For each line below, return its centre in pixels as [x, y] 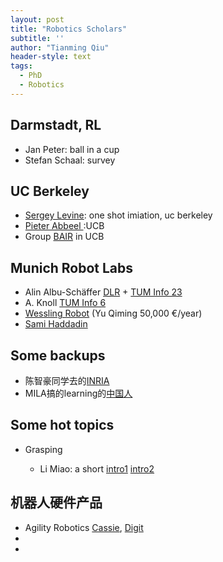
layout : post [37, 19]
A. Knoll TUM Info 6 [65, 303]
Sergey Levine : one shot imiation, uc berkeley [118, 215]
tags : [21, 66]
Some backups [58, 355]
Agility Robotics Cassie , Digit [84, 527]
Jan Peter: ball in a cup [72, 149]
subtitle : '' [37, 38]
